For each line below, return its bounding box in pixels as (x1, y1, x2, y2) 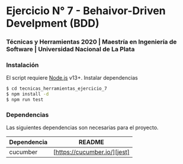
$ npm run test (6, 97, 44, 103)
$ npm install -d (6, 91, 49, 97)
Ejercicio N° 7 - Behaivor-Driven (6, 4, 166, 18)
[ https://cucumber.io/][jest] (53, 148, 130, 156)
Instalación (6, 61, 39, 69)
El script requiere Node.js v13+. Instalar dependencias (6, 74, 138, 81)
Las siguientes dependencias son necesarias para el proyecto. (6, 124, 159, 131)
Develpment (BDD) (6, 17, 99, 30)
